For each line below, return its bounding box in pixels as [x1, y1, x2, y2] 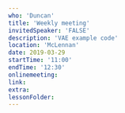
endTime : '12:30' [8, 64, 66, 72]
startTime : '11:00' [8, 56, 73, 64]
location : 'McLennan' [8, 41, 80, 49]
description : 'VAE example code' [8, 33, 119, 42]
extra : [8, 85, 30, 94]
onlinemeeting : [8, 71, 59, 79]
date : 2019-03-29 [8, 49, 66, 56]
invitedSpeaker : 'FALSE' [8, 26, 90, 34]
